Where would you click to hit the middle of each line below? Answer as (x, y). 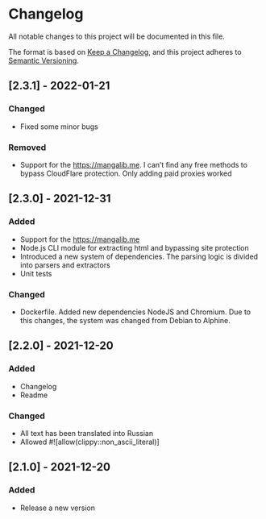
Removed (27, 147)
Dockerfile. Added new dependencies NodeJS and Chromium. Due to (135, 312)
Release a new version (57, 508)
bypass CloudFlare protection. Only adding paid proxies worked (126, 173)
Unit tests (36, 273)
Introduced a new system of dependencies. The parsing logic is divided (139, 256)
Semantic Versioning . (44, 60)
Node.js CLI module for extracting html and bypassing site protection (135, 247)
